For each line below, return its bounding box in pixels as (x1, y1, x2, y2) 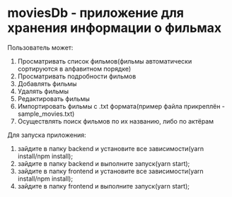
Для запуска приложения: (7, 131, 86, 139)
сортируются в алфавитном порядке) (17, 64, 132, 73)
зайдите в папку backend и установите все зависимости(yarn (17, 144, 204, 153)
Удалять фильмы (17, 87, 69, 95)
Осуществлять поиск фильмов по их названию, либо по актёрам (17, 117, 214, 125)
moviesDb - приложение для (7, 5, 184, 21)
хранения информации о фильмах (7, 20, 222, 36)
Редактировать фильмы (17, 94, 90, 103)
